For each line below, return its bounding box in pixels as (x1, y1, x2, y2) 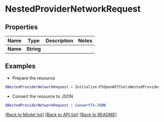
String (26, 45, 41, 52)
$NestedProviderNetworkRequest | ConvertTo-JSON (5, 102, 106, 108)
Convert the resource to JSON (12, 93, 73, 99)
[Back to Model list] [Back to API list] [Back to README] (5, 111, 117, 118)
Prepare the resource (12, 75, 55, 81)
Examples (5, 62, 36, 70)
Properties (5, 23, 38, 31)
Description (45, 38, 74, 44)
